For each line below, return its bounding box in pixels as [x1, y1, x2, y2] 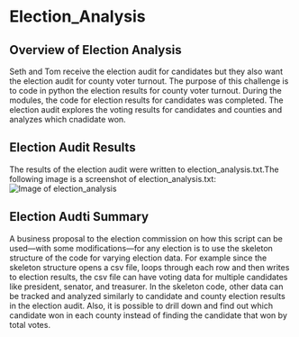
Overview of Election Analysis [9, 42, 182, 58]
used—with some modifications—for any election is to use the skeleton [9, 242, 273, 253]
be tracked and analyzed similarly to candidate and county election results [9, 290, 285, 301]
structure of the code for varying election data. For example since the [9, 252, 267, 263]
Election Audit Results [9, 140, 137, 155]
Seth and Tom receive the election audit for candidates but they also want [9, 66, 284, 77]
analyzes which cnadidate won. [9, 114, 126, 124]
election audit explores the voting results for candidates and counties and [9, 105, 282, 114]
